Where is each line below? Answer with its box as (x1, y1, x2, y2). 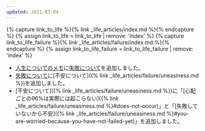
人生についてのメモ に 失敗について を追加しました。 (15, 64, 144, 71)
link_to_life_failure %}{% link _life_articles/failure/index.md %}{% (6, 38, 170, 46)
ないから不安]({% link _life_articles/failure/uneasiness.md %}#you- (20, 110, 189, 117)
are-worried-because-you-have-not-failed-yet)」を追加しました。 (15, 117, 184, 125)
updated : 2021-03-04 (6, 9, 59, 15)
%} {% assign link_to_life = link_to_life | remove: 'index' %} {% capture (6, 32, 185, 40)
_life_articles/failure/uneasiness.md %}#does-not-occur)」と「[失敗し (15, 102, 193, 110)
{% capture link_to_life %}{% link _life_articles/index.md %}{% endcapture (6, 26, 195, 33)
